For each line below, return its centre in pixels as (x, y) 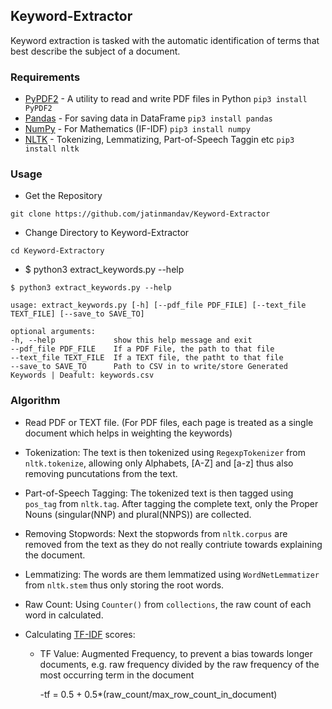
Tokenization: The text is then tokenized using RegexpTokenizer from (165, 452)
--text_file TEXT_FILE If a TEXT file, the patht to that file (147, 358)
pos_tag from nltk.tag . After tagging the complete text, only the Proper (171, 503)
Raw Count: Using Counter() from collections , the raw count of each (168, 604)
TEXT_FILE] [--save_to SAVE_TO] (77, 314)
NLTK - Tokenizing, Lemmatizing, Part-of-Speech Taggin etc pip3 (159, 140)
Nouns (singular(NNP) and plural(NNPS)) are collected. (138, 514)
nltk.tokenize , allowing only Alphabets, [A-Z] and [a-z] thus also (159, 463)
